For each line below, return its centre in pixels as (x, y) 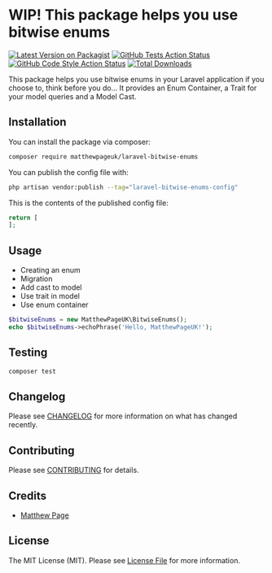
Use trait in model (50, 296)
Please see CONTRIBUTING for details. (74, 470)
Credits (28, 495)
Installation (37, 122)
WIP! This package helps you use (123, 15)
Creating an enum (50, 270)
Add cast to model (51, 287)
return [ (23, 217)
